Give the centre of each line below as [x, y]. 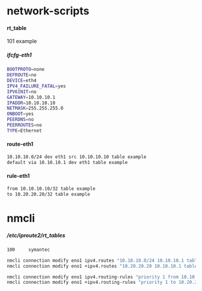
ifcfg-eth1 [19, 54]
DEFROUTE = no [22, 75]
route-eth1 [20, 144]
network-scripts [48, 11]
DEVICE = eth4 [22, 81]
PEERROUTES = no [25, 125]
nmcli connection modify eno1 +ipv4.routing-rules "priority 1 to [91, 283]
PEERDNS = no [20, 120]
